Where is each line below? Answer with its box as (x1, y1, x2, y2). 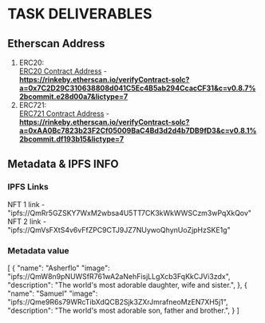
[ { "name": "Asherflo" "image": (7, 263, 111, 273)
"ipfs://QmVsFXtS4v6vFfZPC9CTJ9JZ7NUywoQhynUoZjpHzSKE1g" (7, 225, 231, 234)
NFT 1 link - (7, 199, 45, 209)
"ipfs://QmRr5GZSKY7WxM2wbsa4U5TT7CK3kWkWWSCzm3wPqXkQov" (7, 208, 252, 217)
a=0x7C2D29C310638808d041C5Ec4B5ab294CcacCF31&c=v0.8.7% (18, 83, 256, 93)
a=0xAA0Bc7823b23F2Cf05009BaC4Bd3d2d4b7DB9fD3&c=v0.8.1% (18, 126, 257, 135)
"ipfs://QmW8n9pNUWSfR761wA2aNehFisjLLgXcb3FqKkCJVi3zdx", (7, 271, 231, 281)
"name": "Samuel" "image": (7, 289, 98, 298)
